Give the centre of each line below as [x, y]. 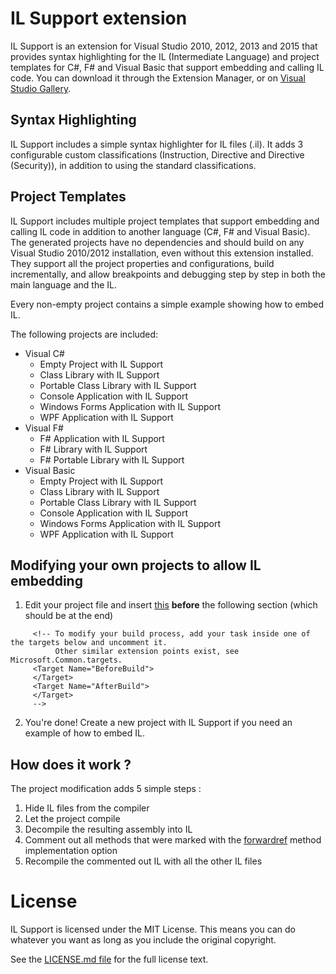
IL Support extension [99, 18]
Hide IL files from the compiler [87, 808]
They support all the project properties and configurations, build [142, 263]
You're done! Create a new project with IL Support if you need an [158, 723]
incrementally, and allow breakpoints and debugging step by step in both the [168, 274]
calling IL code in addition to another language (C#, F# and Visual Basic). [160, 231]
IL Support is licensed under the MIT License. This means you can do [153, 929]
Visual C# [44, 353]
